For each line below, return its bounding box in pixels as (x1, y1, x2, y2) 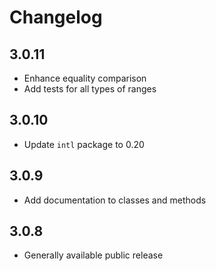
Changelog (9, 6, 103, 29)
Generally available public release (23, 249, 164, 261)
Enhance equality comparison (23, 72, 147, 84)
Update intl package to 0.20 (23, 138, 145, 150)
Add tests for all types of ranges (23, 83, 157, 95)
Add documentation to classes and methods (23, 194, 207, 206)
